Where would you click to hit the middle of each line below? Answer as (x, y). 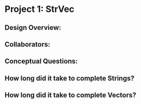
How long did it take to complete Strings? (70, 78)
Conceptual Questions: (41, 61)
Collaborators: (28, 44)
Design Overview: (33, 28)
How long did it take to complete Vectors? (70, 95)
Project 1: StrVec (40, 9)
